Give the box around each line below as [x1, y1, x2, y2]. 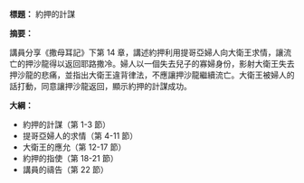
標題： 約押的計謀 [9, 9, 75, 19]
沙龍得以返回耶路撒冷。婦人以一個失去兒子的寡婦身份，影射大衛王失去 [33, 59, 295, 69]
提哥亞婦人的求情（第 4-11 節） [22, 131, 138, 141]
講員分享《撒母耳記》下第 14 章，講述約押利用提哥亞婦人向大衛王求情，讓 [9, 47, 284, 58]
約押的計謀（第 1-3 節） [22, 119, 111, 130]
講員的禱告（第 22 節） [22, 164, 109, 175]
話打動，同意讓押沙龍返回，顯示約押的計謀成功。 [9, 81, 192, 91]
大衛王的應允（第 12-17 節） [22, 142, 127, 152]
